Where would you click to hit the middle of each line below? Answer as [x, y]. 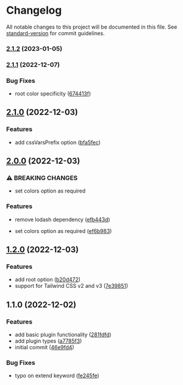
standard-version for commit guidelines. [55, 33]
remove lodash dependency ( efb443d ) [62, 219]
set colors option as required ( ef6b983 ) [63, 231]
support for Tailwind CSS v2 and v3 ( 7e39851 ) [71, 286]
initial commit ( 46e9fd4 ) [44, 347]
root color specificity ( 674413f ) [53, 94]
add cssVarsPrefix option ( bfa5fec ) [58, 142]
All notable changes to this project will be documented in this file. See [92, 27]
